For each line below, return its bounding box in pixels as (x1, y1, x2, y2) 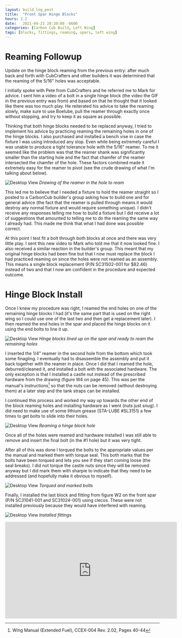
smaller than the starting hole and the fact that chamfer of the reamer (5, 154, 145, 160)
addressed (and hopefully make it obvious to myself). (5, 473, 113, 479)
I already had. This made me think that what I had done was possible (5, 220, 144, 226)
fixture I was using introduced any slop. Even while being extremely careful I (5, 139, 159, 145)
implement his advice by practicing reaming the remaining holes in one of (5, 128, 154, 134)
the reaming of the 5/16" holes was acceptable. (5, 78, 101, 84)
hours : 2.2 (5, 16, 27, 21)
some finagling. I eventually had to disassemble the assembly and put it (5, 355, 150, 361)
